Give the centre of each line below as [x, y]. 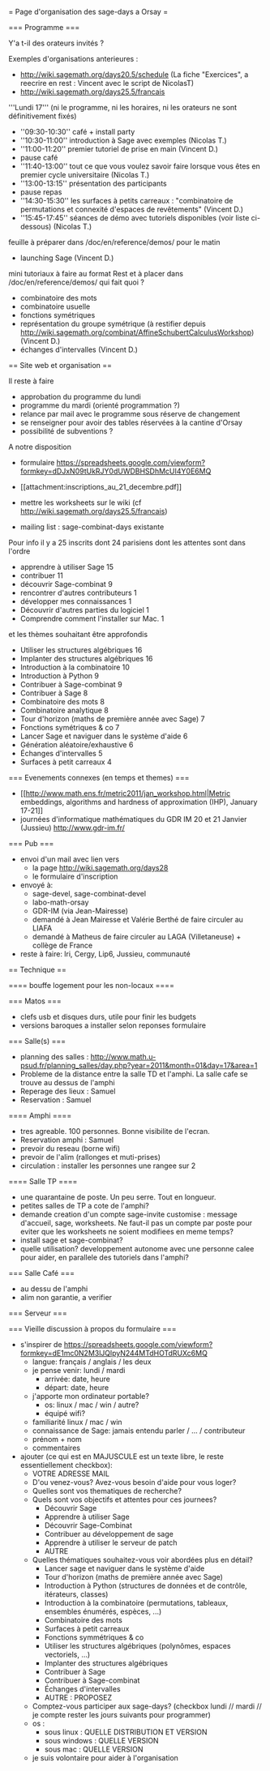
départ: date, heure [77, 1388]
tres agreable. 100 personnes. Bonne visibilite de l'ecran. [115, 1131]
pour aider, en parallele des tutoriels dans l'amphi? [104, 1257]
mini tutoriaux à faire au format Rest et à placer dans [96, 274]
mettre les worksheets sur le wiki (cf [81, 503]
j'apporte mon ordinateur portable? [91, 1396]
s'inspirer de [41, 1344]
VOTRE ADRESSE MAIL [71, 1474]
